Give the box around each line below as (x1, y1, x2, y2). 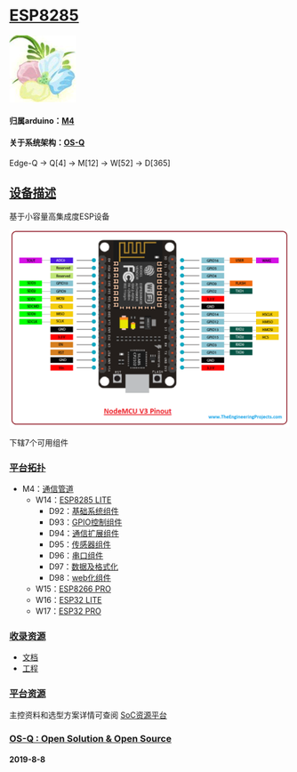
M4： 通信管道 (21, 484, 74, 495)
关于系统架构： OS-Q (9, 137, 85, 148)
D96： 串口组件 (48, 551, 104, 561)
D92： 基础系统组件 (48, 506, 119, 517)
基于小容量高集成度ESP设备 (9, 211, 110, 221)
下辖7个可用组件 (9, 437, 68, 447)
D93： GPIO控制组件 (48, 517, 123, 527)
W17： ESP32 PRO (35, 606, 102, 616)
